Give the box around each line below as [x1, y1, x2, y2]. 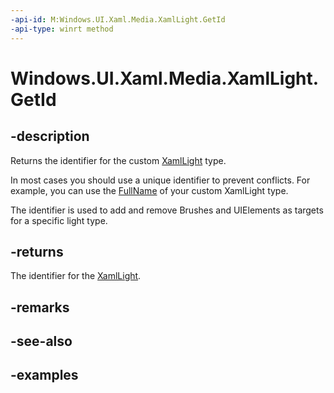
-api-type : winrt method [10, 24, 114, 34]
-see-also [10, 333, 73, 350]
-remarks [10, 299, 70, 316]
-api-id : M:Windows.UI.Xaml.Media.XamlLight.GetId [10, 14, 226, 25]
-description [10, 128, 90, 145]
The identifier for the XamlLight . [10, 270, 142, 282]
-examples [10, 367, 79, 384]
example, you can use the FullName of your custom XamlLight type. [10, 184, 289, 196]
